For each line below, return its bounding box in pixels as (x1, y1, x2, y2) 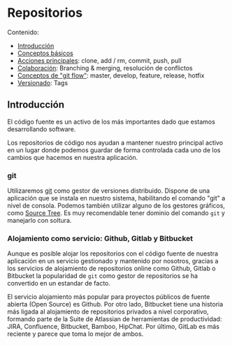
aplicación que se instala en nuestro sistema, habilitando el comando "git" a (7, 194, 226, 203)
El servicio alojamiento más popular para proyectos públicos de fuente (7, 293, 210, 301)
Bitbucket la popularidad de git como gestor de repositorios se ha (7, 272, 198, 280)
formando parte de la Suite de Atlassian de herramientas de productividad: (7, 315, 222, 323)
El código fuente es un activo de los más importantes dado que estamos (7, 117, 215, 126)
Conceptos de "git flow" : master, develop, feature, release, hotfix (17, 71, 205, 80)
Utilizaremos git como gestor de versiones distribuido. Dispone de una (7, 186, 210, 195)
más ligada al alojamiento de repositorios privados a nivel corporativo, (7, 307, 209, 316)
